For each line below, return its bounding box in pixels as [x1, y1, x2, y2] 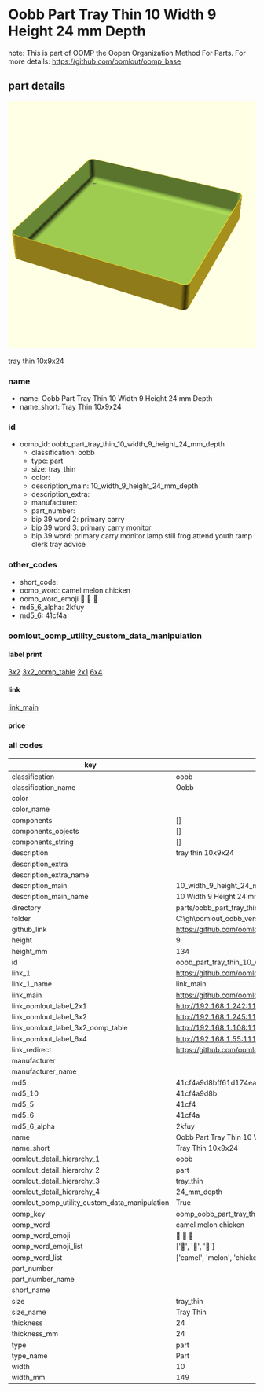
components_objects [11, 826, 79, 836]
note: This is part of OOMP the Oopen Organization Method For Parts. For [8, 48, 246, 57]
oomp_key [11, 1209, 46, 1218]
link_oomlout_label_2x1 [11, 1001, 88, 1011]
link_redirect [11, 1045, 52, 1054]
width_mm [11, 1373, 46, 1383]
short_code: [19, 577, 59, 586]
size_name [11, 1307, 46, 1317]
